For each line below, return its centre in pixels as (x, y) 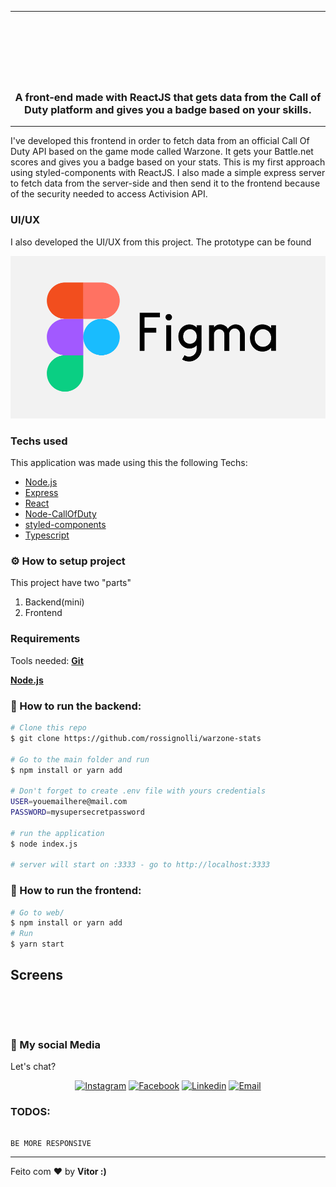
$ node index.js (44, 844)
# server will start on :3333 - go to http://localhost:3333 (140, 865)
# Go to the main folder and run (80, 759)
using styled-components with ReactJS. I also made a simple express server (168, 173)
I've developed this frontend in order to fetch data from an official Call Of (160, 141)
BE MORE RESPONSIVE (51, 1144)
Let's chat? (33, 1067)
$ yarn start (37, 944)
